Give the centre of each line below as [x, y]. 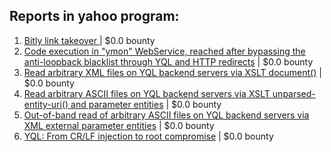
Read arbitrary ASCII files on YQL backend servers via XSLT [147, 93]
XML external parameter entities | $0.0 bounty [119, 125]
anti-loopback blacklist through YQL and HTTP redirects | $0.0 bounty [168, 61]
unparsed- [294, 93]
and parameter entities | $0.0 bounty [146, 104]
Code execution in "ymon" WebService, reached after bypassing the [164, 51]
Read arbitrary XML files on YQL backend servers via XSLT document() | [172, 72]
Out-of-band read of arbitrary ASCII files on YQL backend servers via [166, 115]
